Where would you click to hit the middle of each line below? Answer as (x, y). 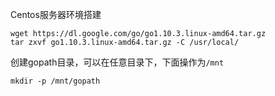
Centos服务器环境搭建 (56, 14)
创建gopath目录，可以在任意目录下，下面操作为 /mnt (117, 62)
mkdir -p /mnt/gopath (55, 81)
